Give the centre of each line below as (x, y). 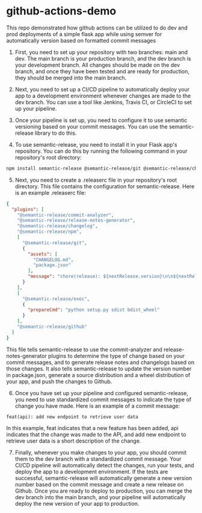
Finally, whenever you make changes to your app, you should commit (101, 452)
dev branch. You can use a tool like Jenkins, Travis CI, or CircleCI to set (103, 102)
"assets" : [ (43, 254)
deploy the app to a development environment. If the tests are (91, 472)
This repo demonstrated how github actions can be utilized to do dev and (97, 28)
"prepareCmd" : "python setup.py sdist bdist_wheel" (94, 310)
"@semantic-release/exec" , (56, 299)
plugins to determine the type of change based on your (116, 355)
